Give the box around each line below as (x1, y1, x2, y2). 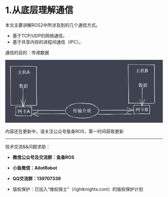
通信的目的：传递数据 (5, 49, 49, 55)
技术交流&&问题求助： (5, 143, 51, 149)
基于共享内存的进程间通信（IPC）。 (12, 38, 83, 45)
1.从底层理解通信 (5, 4, 73, 16)
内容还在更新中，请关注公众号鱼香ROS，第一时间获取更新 (5, 128, 124, 134)
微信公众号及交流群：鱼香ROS (12, 154, 74, 160)
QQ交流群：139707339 (12, 175, 61, 181)
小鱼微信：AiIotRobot (12, 165, 57, 170)
